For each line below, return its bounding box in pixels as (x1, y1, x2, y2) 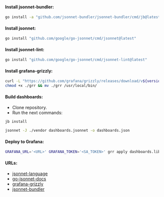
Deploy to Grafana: (5, 138, 44, 144)
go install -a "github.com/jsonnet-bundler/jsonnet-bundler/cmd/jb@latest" (5, 15, 163, 20)
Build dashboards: (5, 94, 43, 99)
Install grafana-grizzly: (5, 68, 53, 74)
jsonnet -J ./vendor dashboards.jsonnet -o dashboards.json (5, 128, 130, 133)
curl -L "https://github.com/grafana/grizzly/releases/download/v (5, 79, 143, 84)
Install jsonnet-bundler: (5, 4, 54, 10)
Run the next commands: (12, 110, 62, 116)
